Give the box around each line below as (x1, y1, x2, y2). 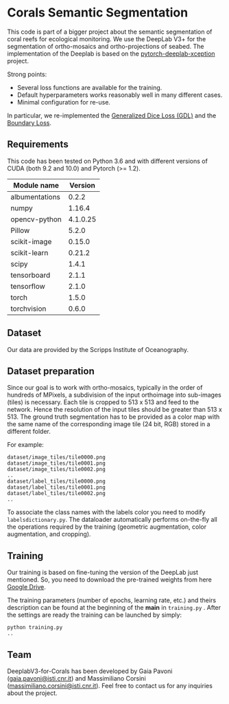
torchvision (10, 304, 47, 313)
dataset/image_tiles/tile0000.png (7, 454, 106, 461)
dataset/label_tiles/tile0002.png (7, 490, 106, 497)
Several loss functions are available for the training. (16, 83, 162, 91)
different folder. (7, 428, 51, 436)
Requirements (7, 139, 69, 151)
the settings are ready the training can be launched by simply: (7, 610, 182, 619)
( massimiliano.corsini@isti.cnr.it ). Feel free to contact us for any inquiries (7, 682, 213, 690)
